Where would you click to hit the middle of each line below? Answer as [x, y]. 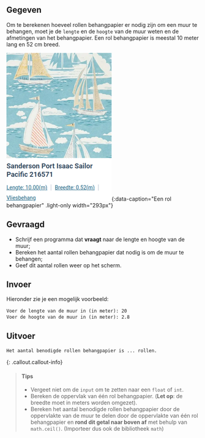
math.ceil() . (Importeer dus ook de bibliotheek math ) [97, 429]
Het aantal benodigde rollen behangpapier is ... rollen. [82, 351]
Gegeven [24, 10]
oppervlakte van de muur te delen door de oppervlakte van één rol [114, 416]
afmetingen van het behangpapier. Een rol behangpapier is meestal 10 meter [102, 38]
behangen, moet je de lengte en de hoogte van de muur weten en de [93, 31]
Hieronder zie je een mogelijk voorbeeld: [58, 299]
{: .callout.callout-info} [35, 362]
